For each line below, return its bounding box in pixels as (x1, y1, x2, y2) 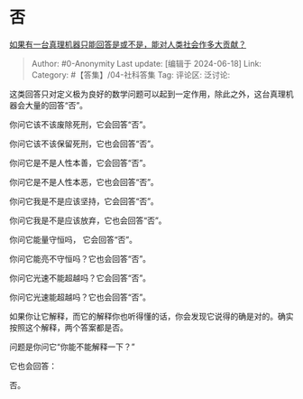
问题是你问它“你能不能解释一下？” (9, 341, 135, 352)
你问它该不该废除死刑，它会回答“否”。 (9, 118, 151, 130)
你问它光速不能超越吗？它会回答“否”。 (9, 272, 151, 283)
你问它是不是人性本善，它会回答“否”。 (9, 157, 151, 168)
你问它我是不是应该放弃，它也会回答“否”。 (9, 215, 167, 226)
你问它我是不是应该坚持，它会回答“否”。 (9, 195, 160, 207)
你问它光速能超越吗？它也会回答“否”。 (9, 292, 151, 302)
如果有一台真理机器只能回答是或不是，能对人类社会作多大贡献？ (9, 39, 246, 50)
